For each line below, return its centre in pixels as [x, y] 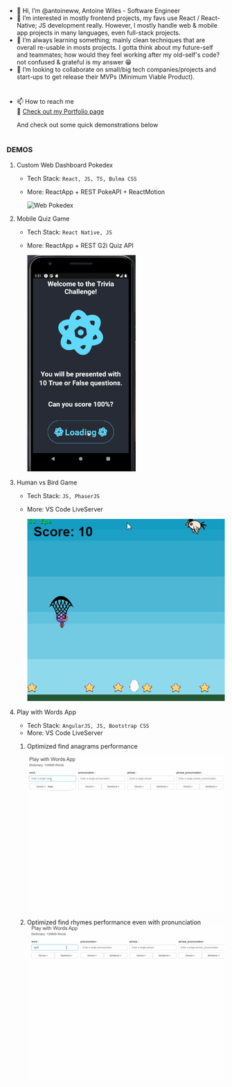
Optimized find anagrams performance [82, 746]
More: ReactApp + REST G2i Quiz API [80, 245]
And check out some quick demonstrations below [87, 125]
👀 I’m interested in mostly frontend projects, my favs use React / [108, 18]
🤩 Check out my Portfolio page [60, 111]
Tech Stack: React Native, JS [69, 232]
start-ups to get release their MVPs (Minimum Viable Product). [106, 77]
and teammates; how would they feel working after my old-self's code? [118, 55]
